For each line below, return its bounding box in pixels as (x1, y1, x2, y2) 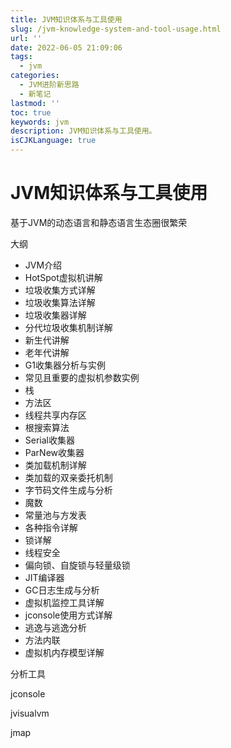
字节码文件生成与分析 (24, 484, 113, 496)
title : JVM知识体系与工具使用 (10, 14, 123, 25)
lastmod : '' (10, 98, 60, 108)
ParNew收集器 (24, 446, 85, 458)
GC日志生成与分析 (24, 584, 100, 596)
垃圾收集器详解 (24, 309, 87, 321)
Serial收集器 (24, 434, 75, 446)
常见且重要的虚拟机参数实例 (24, 371, 140, 383)
